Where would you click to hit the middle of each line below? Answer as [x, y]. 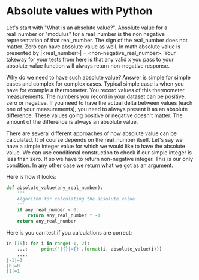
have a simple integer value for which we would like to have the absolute [96, 146]
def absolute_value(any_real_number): [55, 188]
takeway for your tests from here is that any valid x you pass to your [90, 59]
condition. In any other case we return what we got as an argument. [90, 165]
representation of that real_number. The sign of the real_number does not [97, 40]
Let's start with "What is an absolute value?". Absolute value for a [87, 28]
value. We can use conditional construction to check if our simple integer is [99, 152]
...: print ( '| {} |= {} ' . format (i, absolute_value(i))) [90, 249]
